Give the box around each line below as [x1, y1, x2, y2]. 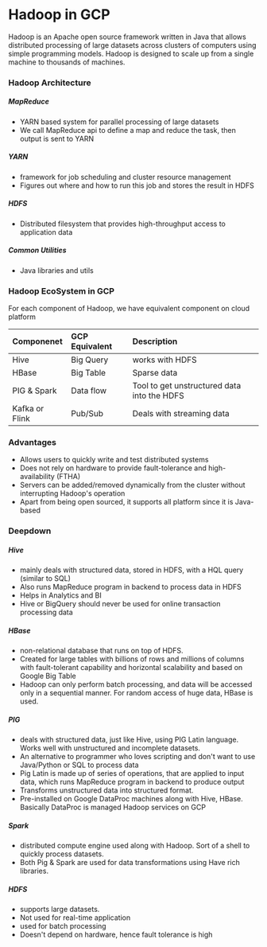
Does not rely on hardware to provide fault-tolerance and [19, 463, 207, 473]
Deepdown [8, 525, 52, 536]
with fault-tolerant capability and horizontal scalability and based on [19, 663, 243, 672]
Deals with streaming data [132, 408, 230, 419]
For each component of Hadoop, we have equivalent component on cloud [8, 304, 250, 314]
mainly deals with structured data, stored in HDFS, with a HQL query [19, 565, 244, 575]
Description [132, 336, 178, 347]
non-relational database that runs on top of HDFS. [19, 646, 184, 656]
